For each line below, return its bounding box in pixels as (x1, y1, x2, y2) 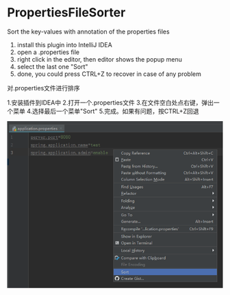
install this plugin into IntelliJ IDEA (16, 40, 113, 49)
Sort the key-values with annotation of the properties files (7, 27, 170, 36)
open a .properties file (16, 48, 80, 56)
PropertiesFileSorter (7, 5, 126, 21)
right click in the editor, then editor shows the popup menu (16, 55, 183, 63)
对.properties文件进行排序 (7, 84, 80, 92)
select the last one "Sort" (16, 62, 88, 70)
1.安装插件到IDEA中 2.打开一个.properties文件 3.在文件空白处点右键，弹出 (7, 98, 214, 107)
